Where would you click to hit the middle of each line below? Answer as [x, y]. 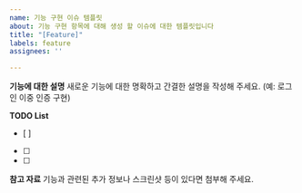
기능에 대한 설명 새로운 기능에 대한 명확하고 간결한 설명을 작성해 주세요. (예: [142, 86]
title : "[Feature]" [46, 34]
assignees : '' [36, 52]
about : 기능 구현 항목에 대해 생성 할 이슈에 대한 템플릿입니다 [112, 26]
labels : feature [40, 43]
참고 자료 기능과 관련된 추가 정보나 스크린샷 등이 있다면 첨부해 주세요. [132, 179]
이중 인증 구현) [45, 98]
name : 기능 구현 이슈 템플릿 [56, 18]
